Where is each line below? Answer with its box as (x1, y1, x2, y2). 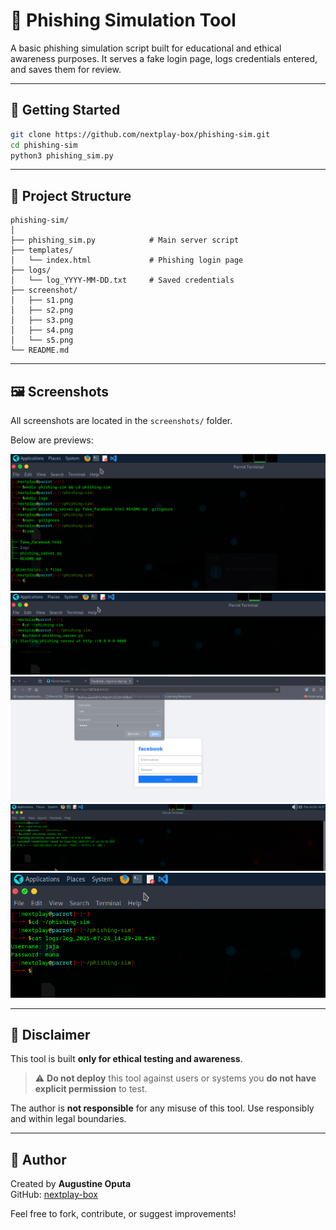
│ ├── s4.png (10, 325, 74, 336)
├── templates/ (10, 245, 74, 256)
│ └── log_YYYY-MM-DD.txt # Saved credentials (10, 275, 235, 286)
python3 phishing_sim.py (10, 150, 114, 161)
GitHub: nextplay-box (10, 1189, 98, 1201)
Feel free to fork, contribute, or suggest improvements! (10, 1208, 237, 1220)
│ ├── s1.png (10, 295, 74, 306)
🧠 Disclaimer (10, 1026, 91, 1043)
